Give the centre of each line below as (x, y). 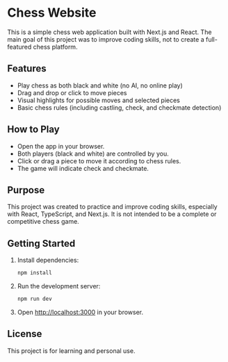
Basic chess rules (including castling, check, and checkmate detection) (119, 107)
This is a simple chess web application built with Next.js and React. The (109, 32)
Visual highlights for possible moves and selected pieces (99, 100)
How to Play (34, 130)
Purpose (26, 190)
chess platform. (55, 47)
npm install (34, 273)
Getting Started (41, 244)
